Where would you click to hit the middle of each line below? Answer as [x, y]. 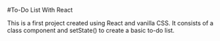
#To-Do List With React [40, 10]
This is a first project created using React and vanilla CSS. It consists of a [110, 23]
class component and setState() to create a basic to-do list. [91, 30]
